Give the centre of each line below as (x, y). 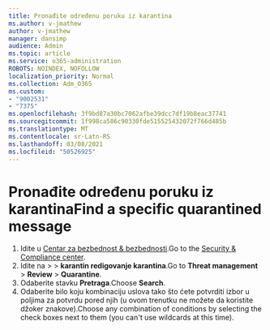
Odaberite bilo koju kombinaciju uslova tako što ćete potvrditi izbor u (135, 292)
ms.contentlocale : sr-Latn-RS (60, 136)
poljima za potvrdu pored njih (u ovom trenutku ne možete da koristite (137, 300)
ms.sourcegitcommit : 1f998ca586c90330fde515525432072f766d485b (118, 122)
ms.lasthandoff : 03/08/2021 (56, 144)
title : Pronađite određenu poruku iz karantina (90, 16)
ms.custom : (27, 91)
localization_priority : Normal (61, 76)
